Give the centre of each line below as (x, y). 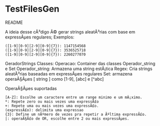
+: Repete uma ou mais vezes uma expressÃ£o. (52, 106)
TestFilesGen (32, 9)
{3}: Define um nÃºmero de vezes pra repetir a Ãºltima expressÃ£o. (76, 114)
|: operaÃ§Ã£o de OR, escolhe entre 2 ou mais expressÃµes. (67, 118)
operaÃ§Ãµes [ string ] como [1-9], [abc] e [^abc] (54, 79)
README (14, 22)
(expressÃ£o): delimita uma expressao (44, 110)
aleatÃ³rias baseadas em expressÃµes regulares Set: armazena (69, 73)
